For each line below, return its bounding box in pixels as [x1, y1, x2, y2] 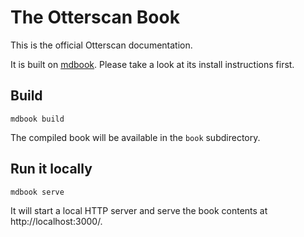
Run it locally [10, 161, 93, 178]
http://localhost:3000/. [10, 215, 103, 227]
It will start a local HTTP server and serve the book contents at [10, 204, 268, 216]
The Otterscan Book [10, 6, 180, 29]
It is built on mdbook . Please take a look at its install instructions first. [10, 58, 295, 70]
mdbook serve [10, 187, 65, 197]
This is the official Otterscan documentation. [10, 39, 193, 51]
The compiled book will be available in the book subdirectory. [10, 131, 261, 143]
